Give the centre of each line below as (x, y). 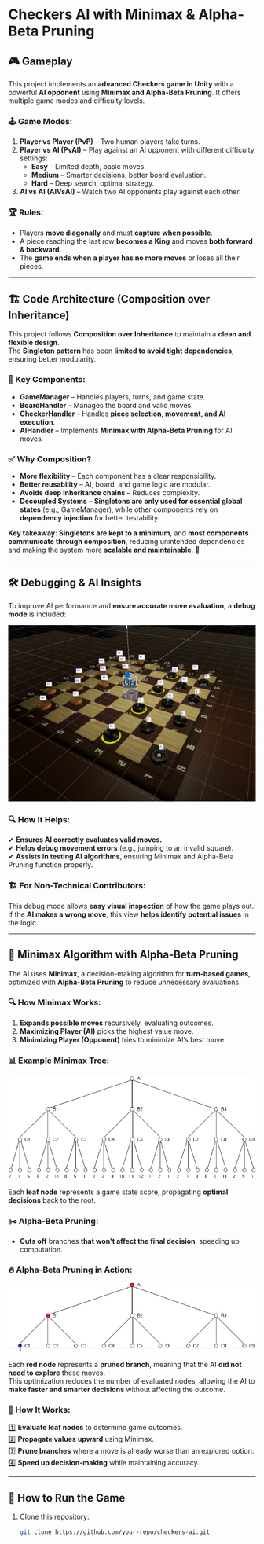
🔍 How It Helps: (39, 820)
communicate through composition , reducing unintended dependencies (126, 541)
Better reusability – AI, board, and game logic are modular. (115, 484)
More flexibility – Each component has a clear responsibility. (118, 476)
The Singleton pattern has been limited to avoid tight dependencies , (121, 351)
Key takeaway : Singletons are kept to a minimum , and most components (128, 533)
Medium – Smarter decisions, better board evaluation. (119, 175)
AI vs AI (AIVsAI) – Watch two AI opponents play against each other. (130, 192)
